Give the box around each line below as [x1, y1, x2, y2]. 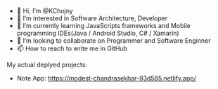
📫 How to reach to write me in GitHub [16, 44, 128, 53]
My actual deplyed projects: [6, 60, 87, 69]
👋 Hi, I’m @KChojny [16, 7, 73, 15]
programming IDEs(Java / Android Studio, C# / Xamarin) [16, 29, 180, 37]
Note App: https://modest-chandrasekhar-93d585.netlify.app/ [16, 74, 196, 82]
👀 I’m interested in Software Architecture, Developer [16, 14, 168, 22]
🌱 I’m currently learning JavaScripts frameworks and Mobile [16, 22, 191, 29]
